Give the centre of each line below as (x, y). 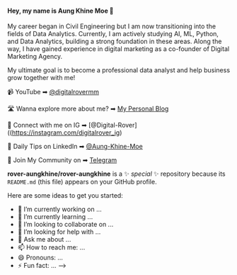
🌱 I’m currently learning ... (55, 217)
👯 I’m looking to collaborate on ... (65, 225)
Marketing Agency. (35, 57)
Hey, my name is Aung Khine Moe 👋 (60, 11)
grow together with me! (41, 78)
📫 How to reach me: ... (51, 247)
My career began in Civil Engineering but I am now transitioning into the (112, 26)
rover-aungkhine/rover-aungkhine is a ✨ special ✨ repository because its (116, 174)
